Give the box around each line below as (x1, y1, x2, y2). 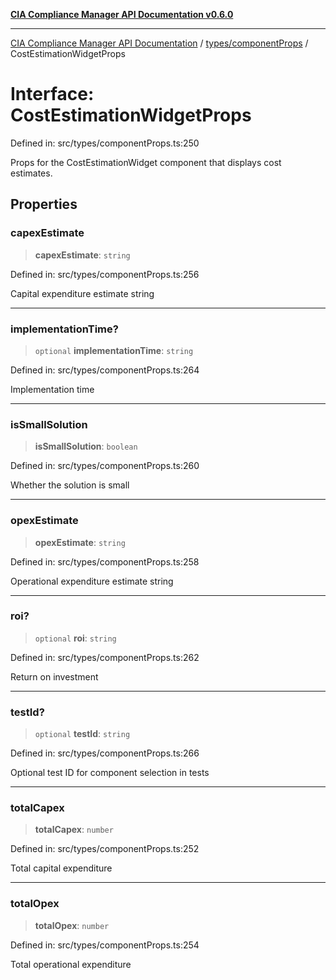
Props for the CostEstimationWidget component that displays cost (10, 156, 282, 168)
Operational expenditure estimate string (10, 575, 174, 587)
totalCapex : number (34, 824, 114, 836)
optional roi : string (34, 632, 117, 644)
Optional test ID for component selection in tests (10, 767, 210, 779)
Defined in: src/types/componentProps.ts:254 (10, 939, 200, 951)
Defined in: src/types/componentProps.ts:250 (10, 137, 200, 149)
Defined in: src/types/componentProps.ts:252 (10, 843, 200, 855)
